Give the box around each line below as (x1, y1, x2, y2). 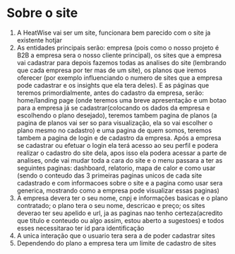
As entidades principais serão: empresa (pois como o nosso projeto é (16, 43, 219, 52)
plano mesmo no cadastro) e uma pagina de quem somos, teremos (16, 126, 212, 134)
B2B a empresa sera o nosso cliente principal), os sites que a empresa (16, 51, 222, 59)
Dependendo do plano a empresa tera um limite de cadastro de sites (16, 238, 217, 247)
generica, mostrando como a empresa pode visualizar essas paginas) (16, 186, 220, 195)
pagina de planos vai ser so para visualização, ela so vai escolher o (16, 118, 213, 127)
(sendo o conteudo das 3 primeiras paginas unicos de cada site (16, 171, 203, 180)
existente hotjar (16, 35, 63, 44)
